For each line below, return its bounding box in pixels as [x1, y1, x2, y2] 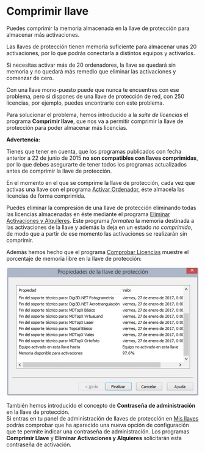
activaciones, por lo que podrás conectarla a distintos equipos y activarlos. [6, 49, 195, 56]
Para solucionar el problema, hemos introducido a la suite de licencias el [6, 111, 189, 118]
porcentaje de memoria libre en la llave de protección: [6, 255, 142, 262]
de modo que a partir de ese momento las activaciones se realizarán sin [6, 230, 187, 237]
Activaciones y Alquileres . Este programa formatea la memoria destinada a [6, 217, 195, 224]
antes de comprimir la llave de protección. [6, 167, 112, 174]
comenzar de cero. [6, 74, 54, 81]
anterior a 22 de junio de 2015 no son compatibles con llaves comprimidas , [6, 154, 198, 162]
